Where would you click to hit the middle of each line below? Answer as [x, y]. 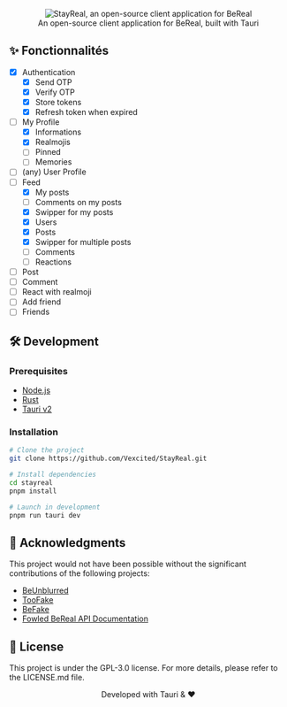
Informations [58, 132]
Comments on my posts [78, 202]
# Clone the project [47, 450]
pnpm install [33, 491]
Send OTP [53, 82]
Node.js [36, 390]
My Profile [41, 122]
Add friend [42, 302]
